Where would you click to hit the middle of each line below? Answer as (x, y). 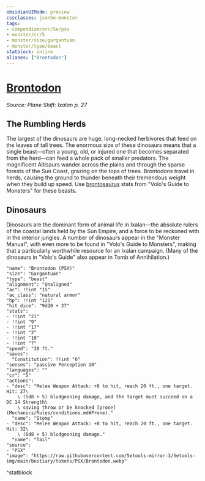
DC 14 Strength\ (27, 402)
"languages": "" (27, 370)
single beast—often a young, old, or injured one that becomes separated (98, 152)
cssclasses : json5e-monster (42, 18)
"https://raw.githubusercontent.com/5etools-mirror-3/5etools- (113, 456)
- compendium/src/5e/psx (38, 29)
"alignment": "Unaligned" (39, 285)
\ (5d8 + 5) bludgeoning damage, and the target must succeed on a (105, 397)
